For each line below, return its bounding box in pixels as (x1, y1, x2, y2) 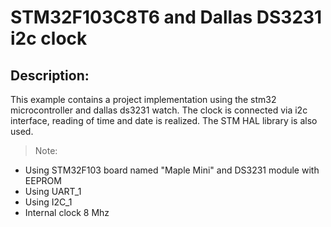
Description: (10, 67, 90, 84)
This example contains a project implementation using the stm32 (10, 94, 277, 105)
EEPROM (24, 175, 62, 186)
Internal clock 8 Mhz (24, 207, 110, 218)
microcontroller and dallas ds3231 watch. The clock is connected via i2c (10, 104, 308, 116)
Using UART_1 (24, 186, 82, 197)
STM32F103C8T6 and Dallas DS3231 (10, 6, 323, 29)
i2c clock (10, 27, 88, 50)
